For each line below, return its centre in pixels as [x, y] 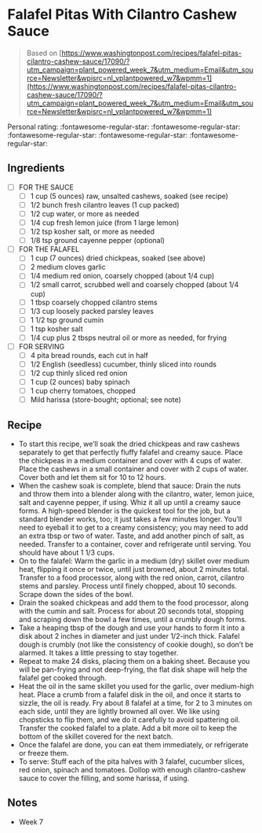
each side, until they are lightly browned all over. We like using [119, 711]
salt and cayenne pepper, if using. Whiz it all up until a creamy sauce [129, 503]
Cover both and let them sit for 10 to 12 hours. [92, 477]
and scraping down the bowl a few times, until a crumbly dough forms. [133, 620]
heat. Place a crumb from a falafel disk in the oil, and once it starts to [130, 695]
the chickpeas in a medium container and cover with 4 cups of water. [131, 461]
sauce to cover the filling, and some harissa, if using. [104, 778]
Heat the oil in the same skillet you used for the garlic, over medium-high [136, 687]
